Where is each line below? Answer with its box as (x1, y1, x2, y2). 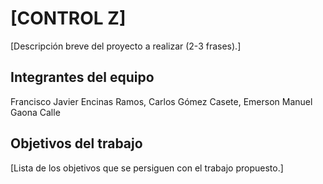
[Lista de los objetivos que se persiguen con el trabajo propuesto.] (10, 162, 284, 174)
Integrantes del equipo (10, 69, 155, 86)
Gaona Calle (10, 106, 61, 118)
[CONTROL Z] (10, 7, 127, 30)
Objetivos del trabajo (10, 135, 143, 152)
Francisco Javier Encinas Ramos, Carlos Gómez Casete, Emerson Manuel (10, 95, 313, 107)
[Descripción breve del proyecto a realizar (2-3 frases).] (10, 40, 242, 52)
